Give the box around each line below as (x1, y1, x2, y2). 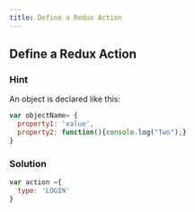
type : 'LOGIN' (17, 186, 70, 195)
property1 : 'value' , (17, 119, 94, 128)
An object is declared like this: (9, 93, 121, 104)
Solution (9, 157, 48, 170)
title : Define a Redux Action (9, 13, 123, 22)
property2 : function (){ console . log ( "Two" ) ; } (17, 128, 187, 137)
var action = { (9, 178, 63, 187)
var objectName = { (9, 111, 78, 120)
